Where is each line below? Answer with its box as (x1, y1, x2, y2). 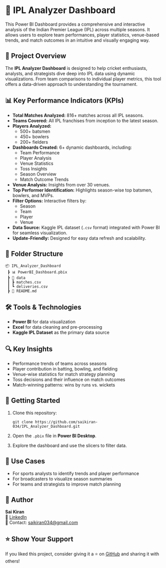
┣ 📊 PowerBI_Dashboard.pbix (7, 270, 67, 275)
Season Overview (19, 171, 56, 177)
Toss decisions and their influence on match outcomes (12, 376, 125, 383)
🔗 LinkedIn (5, 514, 27, 520)
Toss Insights (19, 165, 47, 171)
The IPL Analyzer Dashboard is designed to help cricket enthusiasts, (5, 65, 147, 71)
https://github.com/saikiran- (34, 419, 98, 424)
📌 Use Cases (5, 457, 45, 465)
